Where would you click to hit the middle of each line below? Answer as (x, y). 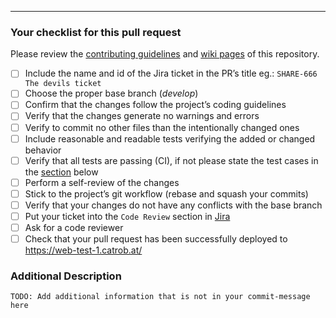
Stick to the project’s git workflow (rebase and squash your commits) (166, 193)
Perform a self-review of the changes (102, 182)
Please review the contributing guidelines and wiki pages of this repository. (165, 54)
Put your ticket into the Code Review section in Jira (127, 216)
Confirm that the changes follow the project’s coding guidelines (155, 105)
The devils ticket (63, 84)
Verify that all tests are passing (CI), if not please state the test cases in (171, 160)
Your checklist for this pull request (96, 32)
